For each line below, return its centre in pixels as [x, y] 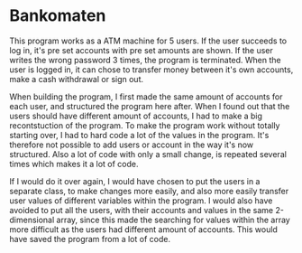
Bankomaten [58, 16]
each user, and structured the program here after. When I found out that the [150, 106]
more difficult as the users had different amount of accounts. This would [143, 229]
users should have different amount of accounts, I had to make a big [136, 116]
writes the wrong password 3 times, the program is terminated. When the [145, 60]
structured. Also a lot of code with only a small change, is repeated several [148, 154]
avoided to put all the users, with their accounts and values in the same [141, 210]
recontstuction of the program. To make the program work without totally [145, 125]
